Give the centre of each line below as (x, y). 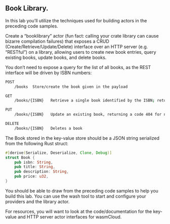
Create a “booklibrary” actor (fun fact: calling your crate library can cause (82, 36)
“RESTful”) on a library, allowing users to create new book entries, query (81, 52)
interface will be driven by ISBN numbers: (49, 73)
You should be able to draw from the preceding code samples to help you (82, 190)
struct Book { (20, 157)
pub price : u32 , (32, 177)
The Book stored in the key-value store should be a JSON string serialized (82, 138)
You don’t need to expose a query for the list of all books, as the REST (78, 67)
